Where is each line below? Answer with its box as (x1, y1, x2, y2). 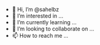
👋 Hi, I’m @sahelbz (12, 6, 59, 13)
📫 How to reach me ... (12, 32, 68, 39)
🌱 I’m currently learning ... (12, 19, 77, 26)
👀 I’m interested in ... (12, 12, 64, 19)
